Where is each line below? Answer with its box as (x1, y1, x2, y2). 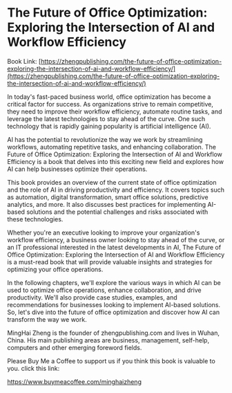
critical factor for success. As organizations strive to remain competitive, (7, 100, 214, 108)
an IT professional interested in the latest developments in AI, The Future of (7, 243, 222, 251)
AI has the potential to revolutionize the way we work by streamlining (7, 135, 203, 143)
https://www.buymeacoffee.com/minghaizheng (7, 377, 142, 385)
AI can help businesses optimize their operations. (7, 165, 148, 173)
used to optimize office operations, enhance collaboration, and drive (7, 286, 202, 294)
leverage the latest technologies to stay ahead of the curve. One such (7, 114, 206, 122)
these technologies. (7, 214, 64, 223)
